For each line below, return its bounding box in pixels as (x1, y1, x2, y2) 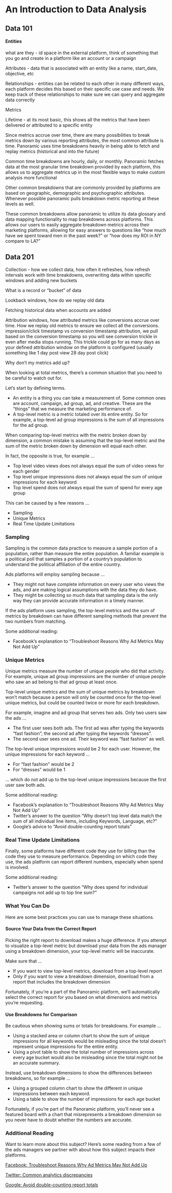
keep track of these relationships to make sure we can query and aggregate (5, 91, 165, 97)
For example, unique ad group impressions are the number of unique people (5, 674, 166, 680)
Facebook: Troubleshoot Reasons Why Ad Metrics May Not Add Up (5, 1162, 147, 1168)
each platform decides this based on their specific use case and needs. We (5, 86, 164, 92)
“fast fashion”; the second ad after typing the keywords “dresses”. (12, 730, 152, 737)
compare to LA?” (5, 238, 41, 244)
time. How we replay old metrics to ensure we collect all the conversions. (5, 322, 160, 328)
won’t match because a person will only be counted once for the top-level (5, 694, 161, 700)
